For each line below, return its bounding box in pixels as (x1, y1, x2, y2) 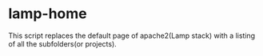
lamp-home (8, 5, 87, 23)
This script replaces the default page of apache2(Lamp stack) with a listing (8, 31, 256, 40)
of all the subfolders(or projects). (8, 39, 118, 48)
